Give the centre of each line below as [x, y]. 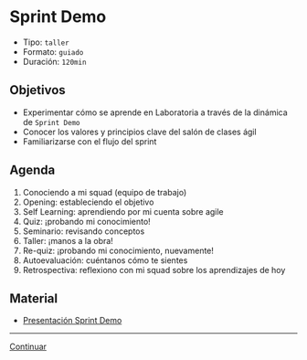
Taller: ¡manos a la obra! [68, 240]
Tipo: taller [46, 42]
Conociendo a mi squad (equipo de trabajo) [105, 192]
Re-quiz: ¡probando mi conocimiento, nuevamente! [118, 250]
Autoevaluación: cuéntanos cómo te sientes [105, 260]
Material [33, 298]
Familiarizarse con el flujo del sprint [90, 141]
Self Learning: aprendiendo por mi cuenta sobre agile [123, 211]
